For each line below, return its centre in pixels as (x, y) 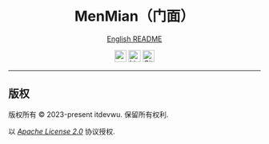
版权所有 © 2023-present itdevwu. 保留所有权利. (88, 114)
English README (134, 39)
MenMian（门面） (134, 16)
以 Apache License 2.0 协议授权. (62, 131)
